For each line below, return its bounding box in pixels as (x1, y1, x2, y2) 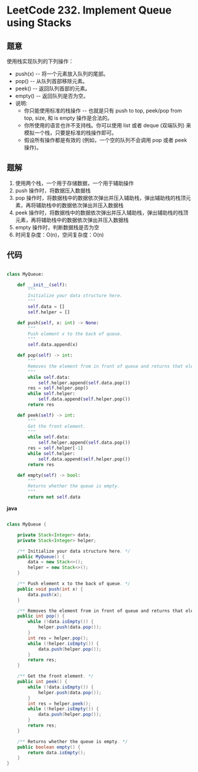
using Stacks (6, 16, 72, 29)
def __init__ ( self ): (17, 282, 68, 288)
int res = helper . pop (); (28, 635, 89, 641)
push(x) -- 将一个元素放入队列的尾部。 (15, 70, 109, 77)
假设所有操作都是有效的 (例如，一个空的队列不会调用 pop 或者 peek (24, 137, 187, 143)
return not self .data (28, 494, 81, 500)
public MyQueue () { (17, 553, 65, 560)
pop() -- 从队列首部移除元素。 (15, 78, 88, 84)
